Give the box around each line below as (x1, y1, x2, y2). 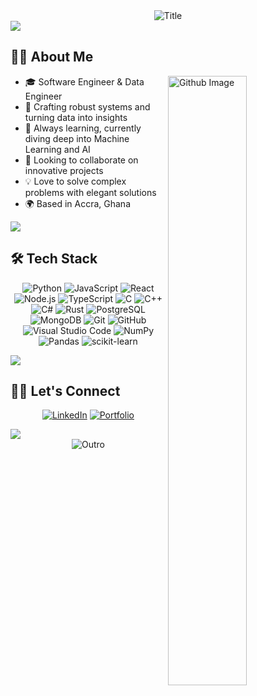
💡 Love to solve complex (24, 175, 127, 187)
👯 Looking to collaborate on (24, 154, 139, 166)
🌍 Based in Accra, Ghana (24, 197, 132, 209)
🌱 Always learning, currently (24, 122, 142, 134)
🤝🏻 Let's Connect (10, 383, 121, 400)
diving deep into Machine (24, 132, 130, 144)
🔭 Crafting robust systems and (24, 100, 151, 113)
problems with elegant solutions (24, 186, 157, 198)
